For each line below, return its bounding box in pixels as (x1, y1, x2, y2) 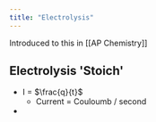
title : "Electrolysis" (9, 12, 94, 22)
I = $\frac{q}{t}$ (22, 86, 83, 98)
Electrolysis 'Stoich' (9, 63, 124, 78)
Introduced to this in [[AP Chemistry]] (9, 37, 148, 48)
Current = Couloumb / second (35, 96, 147, 107)
